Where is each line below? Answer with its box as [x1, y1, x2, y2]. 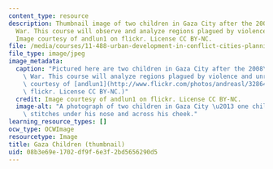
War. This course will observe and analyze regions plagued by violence [15, 27, 267, 35]
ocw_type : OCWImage [8, 125, 75, 133]
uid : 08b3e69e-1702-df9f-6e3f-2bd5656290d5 [8, 148, 158, 156]
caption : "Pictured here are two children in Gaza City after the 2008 [15, 65, 264, 73]
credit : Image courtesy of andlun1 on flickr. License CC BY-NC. [15, 95, 242, 103]
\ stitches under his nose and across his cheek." [23, 110, 198, 119]
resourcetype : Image [8, 132, 79, 141]
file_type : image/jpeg [8, 50, 85, 58]
